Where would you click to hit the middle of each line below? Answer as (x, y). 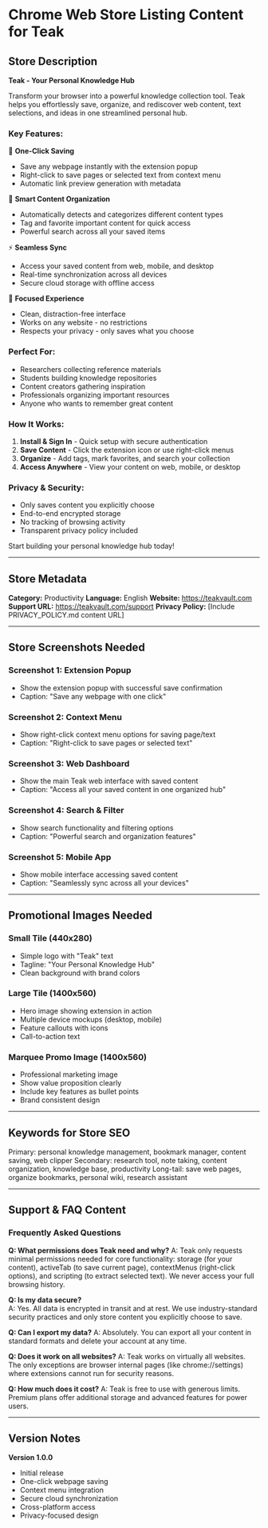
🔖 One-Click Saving (41, 151)
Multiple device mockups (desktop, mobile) (91, 1019)
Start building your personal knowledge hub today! (92, 546)
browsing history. (37, 1284)
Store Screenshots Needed (77, 648)
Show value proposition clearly (71, 1083)
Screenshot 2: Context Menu (65, 717)
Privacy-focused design (59, 1516)
